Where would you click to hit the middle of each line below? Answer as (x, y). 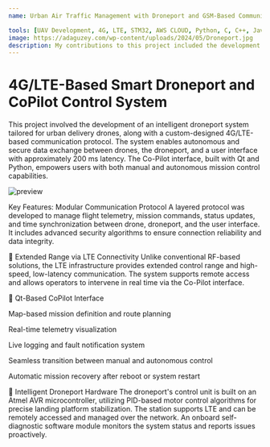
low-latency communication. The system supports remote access (141, 274)
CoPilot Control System (88, 102)
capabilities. (28, 176)
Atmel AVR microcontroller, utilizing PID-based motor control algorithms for (133, 400)
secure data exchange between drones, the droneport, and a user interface (133, 151)
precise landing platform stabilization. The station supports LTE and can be (132, 409)
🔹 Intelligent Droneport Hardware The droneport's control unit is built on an (133, 392)
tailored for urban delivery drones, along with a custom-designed (116, 133)
